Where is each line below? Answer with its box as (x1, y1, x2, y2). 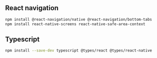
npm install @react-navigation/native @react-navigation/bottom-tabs (5, 17, 153, 22)
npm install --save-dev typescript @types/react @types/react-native (5, 48, 153, 53)
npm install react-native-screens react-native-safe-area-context (5, 22, 146, 27)
